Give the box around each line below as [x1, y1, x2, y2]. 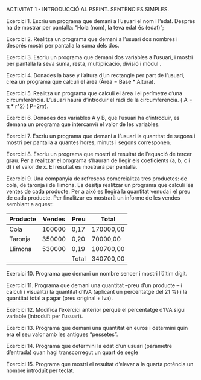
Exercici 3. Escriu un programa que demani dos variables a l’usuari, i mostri [6, 54, 193, 60]
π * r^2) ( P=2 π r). [6, 103, 49, 110]
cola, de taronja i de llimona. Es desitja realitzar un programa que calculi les [6, 182, 194, 188]
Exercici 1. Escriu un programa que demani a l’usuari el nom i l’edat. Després [6, 17, 196, 24]
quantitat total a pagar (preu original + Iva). [6, 294, 113, 302]
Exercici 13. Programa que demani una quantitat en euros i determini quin [6, 325, 188, 331]
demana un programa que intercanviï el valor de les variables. [6, 121, 160, 128]
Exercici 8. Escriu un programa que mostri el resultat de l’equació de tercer [6, 151, 192, 157]
